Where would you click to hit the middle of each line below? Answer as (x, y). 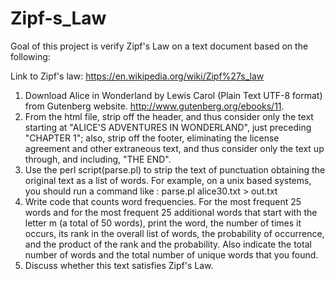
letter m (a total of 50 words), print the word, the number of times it (163, 223)
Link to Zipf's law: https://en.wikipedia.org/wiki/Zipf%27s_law (137, 76)
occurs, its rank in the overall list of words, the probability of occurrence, (174, 233)
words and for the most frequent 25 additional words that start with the (171, 212)
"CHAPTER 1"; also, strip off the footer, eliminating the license (152, 138)
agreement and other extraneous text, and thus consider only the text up (174, 148)
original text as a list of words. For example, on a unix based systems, (168, 180)
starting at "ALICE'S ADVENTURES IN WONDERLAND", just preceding (168, 127)
